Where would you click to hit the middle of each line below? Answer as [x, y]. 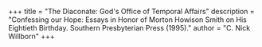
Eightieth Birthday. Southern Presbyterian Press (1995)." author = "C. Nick [129, 28]
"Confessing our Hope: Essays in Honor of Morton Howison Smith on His [127, 20]
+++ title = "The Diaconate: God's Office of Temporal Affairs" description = [131, 11]
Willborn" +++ [31, 36]
